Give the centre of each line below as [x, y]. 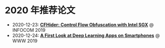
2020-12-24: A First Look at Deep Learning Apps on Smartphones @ [86, 35]
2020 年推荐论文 [40, 10]
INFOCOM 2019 [29, 30]
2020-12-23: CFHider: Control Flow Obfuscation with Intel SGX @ [83, 25]
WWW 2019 [25, 40]
